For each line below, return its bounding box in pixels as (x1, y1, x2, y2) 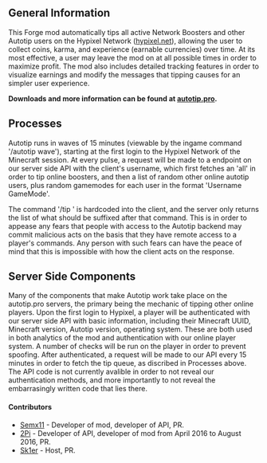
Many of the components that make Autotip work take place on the (8, 291, 228, 300)
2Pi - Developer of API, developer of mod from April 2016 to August (19, 428, 241, 437)
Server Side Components (8, 270, 136, 284)
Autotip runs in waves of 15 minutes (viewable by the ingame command (8, 138, 242, 147)
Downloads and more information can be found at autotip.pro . (8, 93, 218, 103)
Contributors (8, 402, 53, 412)
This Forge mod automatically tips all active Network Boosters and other (8, 27, 245, 37)
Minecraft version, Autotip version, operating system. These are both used (8, 324, 253, 334)
